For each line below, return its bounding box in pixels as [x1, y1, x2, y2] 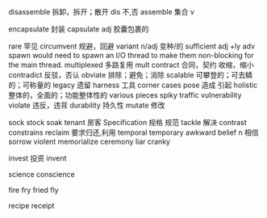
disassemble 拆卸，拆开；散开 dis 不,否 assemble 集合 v [8, 7, 195, 16]
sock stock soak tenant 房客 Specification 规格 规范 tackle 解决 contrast [8, 118, 248, 127]
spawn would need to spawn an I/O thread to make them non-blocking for [8, 51, 254, 60]
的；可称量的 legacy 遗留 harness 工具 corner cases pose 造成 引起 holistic [8, 80, 258, 90]
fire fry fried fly [8, 185, 59, 195]
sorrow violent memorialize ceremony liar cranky [8, 136, 171, 146]
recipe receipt [8, 201, 55, 210]
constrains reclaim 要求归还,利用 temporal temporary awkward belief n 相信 [8, 128, 260, 137]
